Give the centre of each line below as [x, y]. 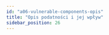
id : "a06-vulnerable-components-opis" [55, 12]
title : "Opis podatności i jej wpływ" [55, 17]
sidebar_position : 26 [33, 23]
